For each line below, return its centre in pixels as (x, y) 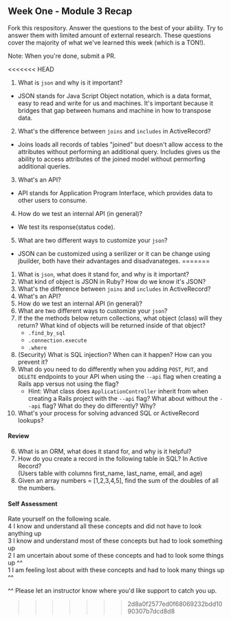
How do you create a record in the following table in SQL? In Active (113, 459)
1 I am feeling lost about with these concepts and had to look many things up (116, 570)
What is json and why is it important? (70, 83)
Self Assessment (33, 503)
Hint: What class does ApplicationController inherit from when (118, 391)
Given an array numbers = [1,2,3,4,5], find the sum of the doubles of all (118, 481)
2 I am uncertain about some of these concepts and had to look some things (116, 556)
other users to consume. (53, 200)
